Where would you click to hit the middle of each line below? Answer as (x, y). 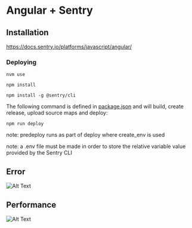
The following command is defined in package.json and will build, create (95, 107)
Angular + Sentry (50, 10)
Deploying (21, 62)
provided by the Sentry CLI (39, 153)
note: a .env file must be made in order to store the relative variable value (96, 146)
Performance (31, 204)
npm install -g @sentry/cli (41, 95)
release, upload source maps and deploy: (57, 113)
